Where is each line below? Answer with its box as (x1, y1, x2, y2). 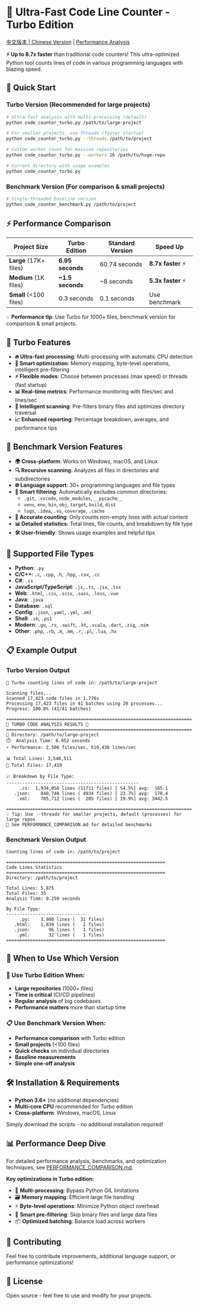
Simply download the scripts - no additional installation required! (6, 1120, 163, 1128)
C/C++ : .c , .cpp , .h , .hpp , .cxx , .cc (14, 570, 100, 578)
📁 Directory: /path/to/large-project (6, 732, 99, 737)
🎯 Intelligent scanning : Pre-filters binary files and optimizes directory (14, 403, 185, 410)
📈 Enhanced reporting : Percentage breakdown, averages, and (14, 416, 169, 423)
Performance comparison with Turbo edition (14, 1034, 126, 1042)
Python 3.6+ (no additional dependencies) (14, 1096, 120, 1104)
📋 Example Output (6, 645, 77, 655)
